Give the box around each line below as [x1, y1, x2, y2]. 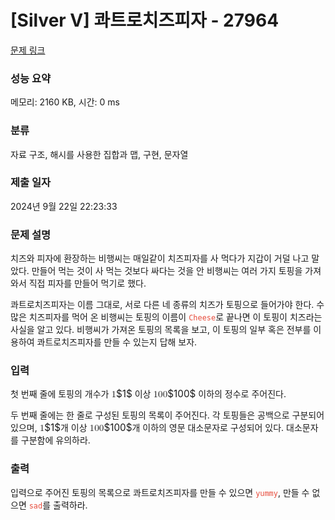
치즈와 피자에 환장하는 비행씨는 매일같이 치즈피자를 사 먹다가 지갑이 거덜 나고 [10, 252, 310, 265]
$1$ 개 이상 [44, 421, 88, 435]
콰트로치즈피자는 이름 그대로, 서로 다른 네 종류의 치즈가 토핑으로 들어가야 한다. [10, 299, 315, 311]
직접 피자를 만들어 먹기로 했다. [28, 277, 147, 290]
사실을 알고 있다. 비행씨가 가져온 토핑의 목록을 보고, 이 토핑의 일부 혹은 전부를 [10, 324, 312, 336]
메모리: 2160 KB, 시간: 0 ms [10, 96, 120, 108]
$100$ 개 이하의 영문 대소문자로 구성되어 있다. [103, 421, 285, 435]
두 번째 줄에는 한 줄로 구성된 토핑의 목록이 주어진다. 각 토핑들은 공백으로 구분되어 [10, 409, 325, 421]
